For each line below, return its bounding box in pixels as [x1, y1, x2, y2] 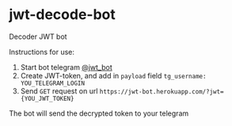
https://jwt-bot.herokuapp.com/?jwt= [99, 87, 224, 96]
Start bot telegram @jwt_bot [20, 62, 113, 72]
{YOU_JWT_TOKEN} [20, 94, 74, 102]
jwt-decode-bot [9, 6, 116, 24]
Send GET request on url [20, 86, 98, 96]
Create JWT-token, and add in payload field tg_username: [20, 71, 207, 80]
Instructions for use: [9, 47, 74, 56]
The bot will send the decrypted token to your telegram [9, 109, 189, 118]
